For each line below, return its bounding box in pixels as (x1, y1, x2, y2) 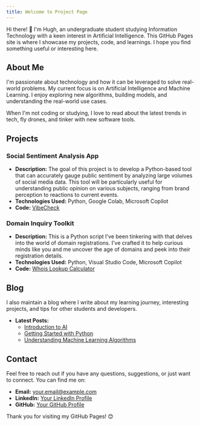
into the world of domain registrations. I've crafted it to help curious (15, 239, 183, 247)
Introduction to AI (24, 324, 68, 331)
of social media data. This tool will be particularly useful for (15, 178, 163, 185)
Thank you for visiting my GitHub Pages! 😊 (6, 413, 114, 420)
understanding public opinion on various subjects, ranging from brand (15, 185, 190, 192)
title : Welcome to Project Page (6, 8, 88, 15)
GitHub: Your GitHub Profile (15, 401, 85, 408)
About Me (6, 62, 44, 73)
